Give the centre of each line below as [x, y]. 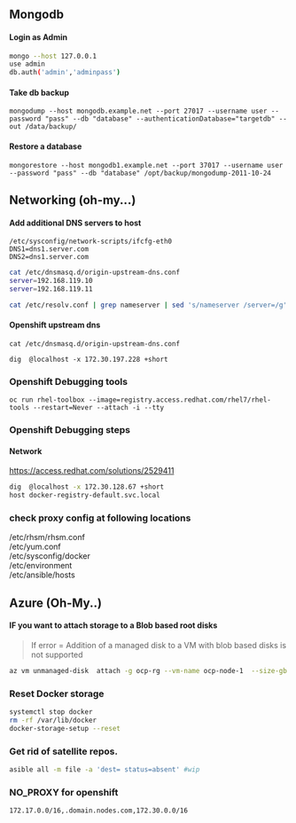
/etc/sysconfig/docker [50, 556]
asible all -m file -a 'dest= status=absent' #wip [105, 770]
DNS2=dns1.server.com [49, 257]
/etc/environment [41, 566]
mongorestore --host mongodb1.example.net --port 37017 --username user [146, 165]
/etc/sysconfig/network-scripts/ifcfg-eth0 [91, 242]
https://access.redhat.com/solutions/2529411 [92, 471]
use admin [27, 64]
